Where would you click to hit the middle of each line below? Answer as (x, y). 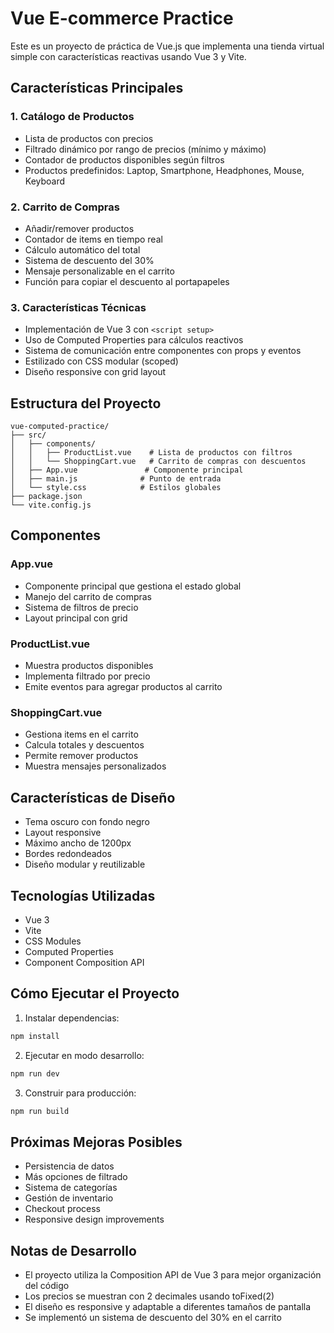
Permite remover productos (81, 756)
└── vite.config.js (51, 505)
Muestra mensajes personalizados (95, 766)
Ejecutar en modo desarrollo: (84, 1055)
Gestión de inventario (69, 1198)
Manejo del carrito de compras (88, 596)
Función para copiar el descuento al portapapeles (127, 281)
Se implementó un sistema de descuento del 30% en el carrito (153, 1317)
